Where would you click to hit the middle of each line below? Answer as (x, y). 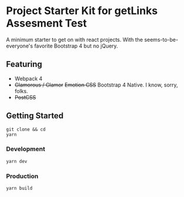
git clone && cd (26, 129)
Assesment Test (46, 23)
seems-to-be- (161, 39)
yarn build (19, 188)
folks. (21, 91)
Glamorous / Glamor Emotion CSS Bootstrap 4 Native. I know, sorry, (96, 85)
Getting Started (35, 116)
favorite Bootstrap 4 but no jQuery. (76, 46)
